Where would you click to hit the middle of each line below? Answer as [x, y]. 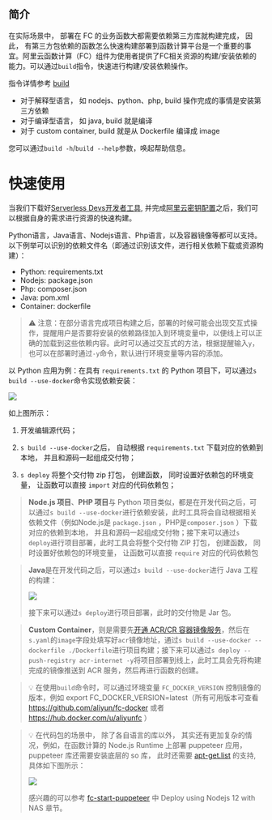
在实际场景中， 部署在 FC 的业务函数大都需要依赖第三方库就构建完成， [126, 36]
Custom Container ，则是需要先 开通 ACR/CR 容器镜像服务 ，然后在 [139, 630]
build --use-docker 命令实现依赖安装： [73, 380]
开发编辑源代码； [49, 430]
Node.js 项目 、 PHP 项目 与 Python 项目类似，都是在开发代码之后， [139, 502]
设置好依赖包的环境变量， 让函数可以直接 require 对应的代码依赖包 [147, 553]
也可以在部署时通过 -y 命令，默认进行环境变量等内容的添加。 [128, 353]
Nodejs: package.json [56, 280]
